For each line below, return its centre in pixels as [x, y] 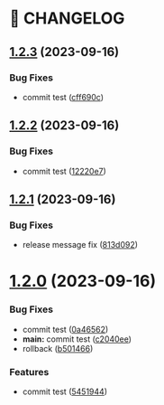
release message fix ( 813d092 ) [80, 245]
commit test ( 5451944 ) [65, 391]
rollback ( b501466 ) [58, 348]
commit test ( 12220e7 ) [64, 171]
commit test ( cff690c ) [63, 97]
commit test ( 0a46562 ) [65, 329]
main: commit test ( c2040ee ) [77, 339]
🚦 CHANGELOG [67, 19]
